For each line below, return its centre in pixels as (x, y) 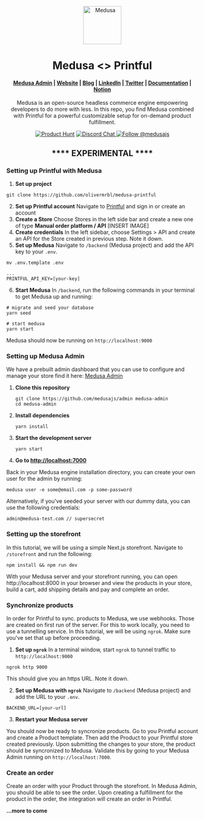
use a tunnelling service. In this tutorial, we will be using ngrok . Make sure (98, 631)
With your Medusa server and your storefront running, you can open (92, 576)
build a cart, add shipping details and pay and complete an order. (88, 589)
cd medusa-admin (36, 404)
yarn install (32, 427)
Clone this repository (42, 388)
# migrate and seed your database (50, 308)
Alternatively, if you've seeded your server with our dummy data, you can (98, 501)
